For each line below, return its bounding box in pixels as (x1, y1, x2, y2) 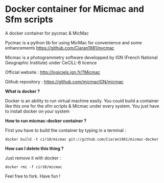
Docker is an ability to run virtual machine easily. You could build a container (5, 97, 159, 104)
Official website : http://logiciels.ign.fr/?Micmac (5, 69, 100, 75)
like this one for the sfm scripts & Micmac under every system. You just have (5, 103, 160, 109)
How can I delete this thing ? (5, 145, 64, 151)
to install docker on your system (5, 108, 70, 114)
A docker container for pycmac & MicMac (5, 30, 89, 36)
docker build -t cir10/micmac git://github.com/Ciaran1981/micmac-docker (5, 137, 159, 142)
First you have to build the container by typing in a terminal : (5, 127, 126, 133)
